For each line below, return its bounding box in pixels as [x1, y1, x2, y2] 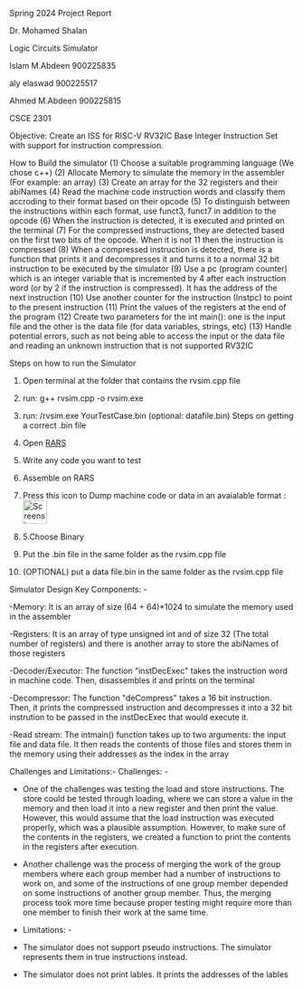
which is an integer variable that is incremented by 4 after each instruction [9, 273, 287, 283]
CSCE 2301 [9, 113, 52, 123]
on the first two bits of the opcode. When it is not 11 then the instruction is [9, 234, 284, 245]
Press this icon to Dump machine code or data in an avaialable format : [22, 490, 287, 500]
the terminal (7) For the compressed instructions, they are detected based [9, 225, 285, 235]
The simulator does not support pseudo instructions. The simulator [22, 942, 272, 953]
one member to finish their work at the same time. [22, 907, 209, 918]
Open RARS [22, 438, 67, 448]
